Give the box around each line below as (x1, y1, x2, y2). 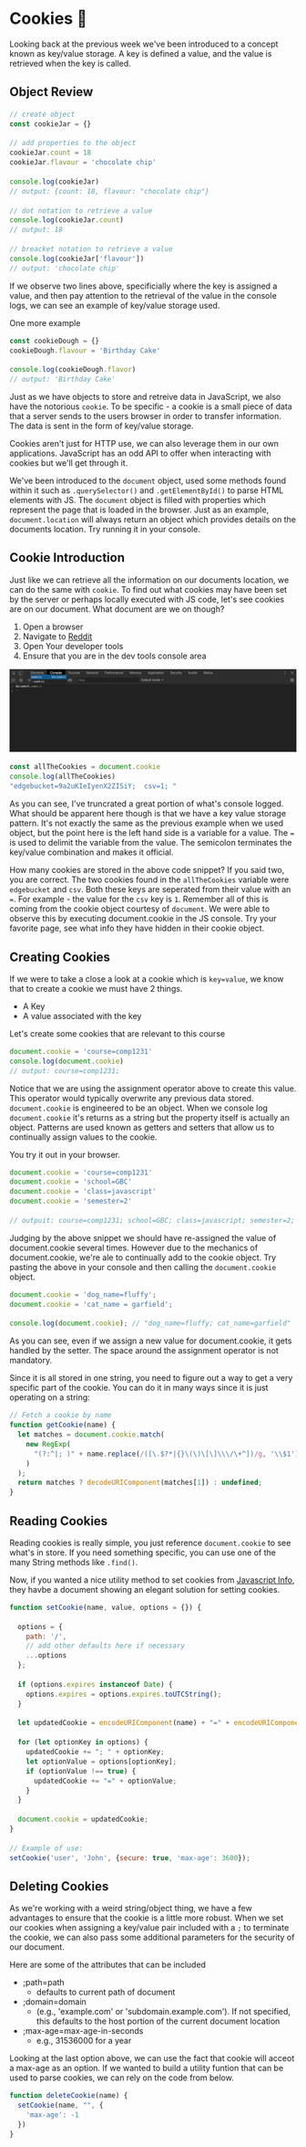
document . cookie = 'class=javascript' (9, 1187, 157, 1196)
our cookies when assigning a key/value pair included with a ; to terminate (9, 1922, 290, 1933)
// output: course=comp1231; (9, 1066, 120, 1076)
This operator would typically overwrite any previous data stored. (9, 1092, 254, 1103)
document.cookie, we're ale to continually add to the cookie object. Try (9, 1251, 277, 1263)
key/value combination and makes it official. (9, 847, 174, 858)
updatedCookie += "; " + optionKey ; (25, 1748, 166, 1757)
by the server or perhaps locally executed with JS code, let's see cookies (9, 594, 285, 605)
